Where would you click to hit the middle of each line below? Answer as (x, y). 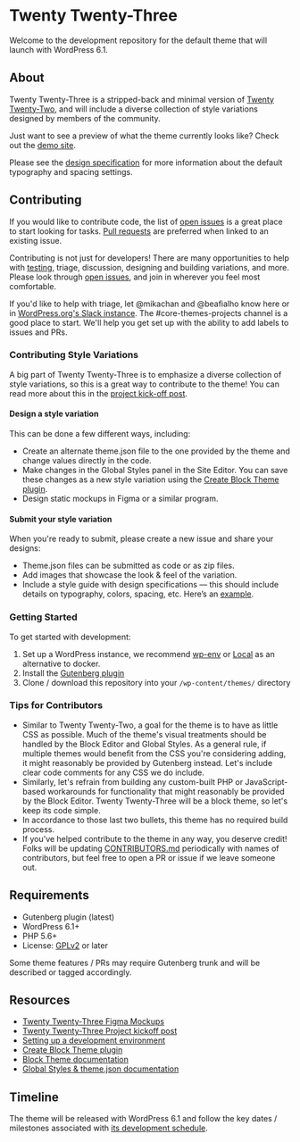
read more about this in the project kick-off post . (99, 393)
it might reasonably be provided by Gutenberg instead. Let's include (147, 763)
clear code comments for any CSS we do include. (113, 772)
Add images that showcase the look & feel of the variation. (129, 575)
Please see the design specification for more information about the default (146, 163)
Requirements (49, 895)
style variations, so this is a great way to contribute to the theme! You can (144, 384)
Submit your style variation (61, 519)
